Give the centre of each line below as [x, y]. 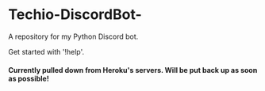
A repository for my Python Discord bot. [73, 36]
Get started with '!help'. [46, 51]
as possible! [29, 78]
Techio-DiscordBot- [75, 15]
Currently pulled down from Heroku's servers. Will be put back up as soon [133, 70]
